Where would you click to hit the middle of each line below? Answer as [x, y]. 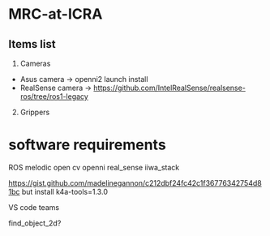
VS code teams [34, 207]
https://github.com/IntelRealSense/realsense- [169, 88]
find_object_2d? [35, 223]
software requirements [87, 145]
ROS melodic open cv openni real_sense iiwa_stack [94, 167]
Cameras [35, 63]
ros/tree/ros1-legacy [54, 97]
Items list [32, 44]
